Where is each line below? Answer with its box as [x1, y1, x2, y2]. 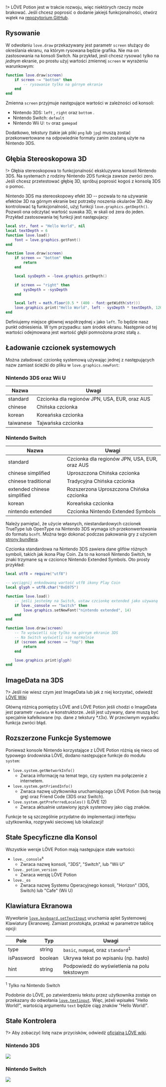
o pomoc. [5, 183, 25, 189]
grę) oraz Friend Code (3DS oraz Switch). [20, 793, 105, 799]
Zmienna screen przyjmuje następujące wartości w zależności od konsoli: [5, 100, 155, 106]
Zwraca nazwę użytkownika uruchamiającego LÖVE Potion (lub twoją [20, 788, 161, 794]
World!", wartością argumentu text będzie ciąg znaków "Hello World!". [5, 1002, 149, 1008]
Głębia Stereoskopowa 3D [5, 154, 87, 163]
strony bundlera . [5, 537, 39, 543]
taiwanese [8, 420, 32, 427]
